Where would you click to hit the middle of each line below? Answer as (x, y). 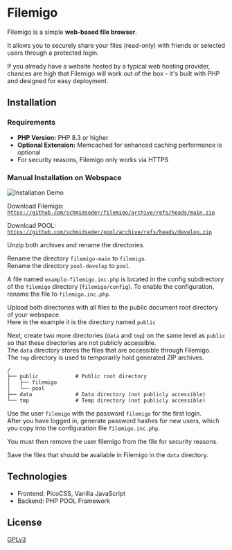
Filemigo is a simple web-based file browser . (72, 32)
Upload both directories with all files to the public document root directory (113, 307)
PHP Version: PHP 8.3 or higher (63, 137)
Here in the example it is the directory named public (81, 322)
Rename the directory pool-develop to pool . (69, 265)
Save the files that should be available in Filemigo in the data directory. (108, 454)
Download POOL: (32, 225)
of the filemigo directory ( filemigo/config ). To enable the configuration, (111, 286)
